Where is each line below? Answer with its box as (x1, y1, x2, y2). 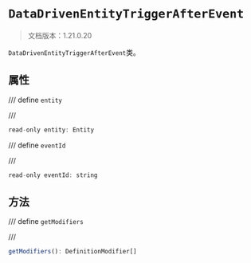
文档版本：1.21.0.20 (27, 30, 92, 40)
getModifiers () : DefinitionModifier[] (8, 248, 137, 256)
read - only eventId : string (8, 171, 98, 179)
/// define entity (8, 95, 62, 104)
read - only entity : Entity (8, 126, 94, 134)
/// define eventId (8, 140, 66, 150)
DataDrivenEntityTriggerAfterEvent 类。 (8, 47, 141, 57)
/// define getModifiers (8, 217, 84, 226)
